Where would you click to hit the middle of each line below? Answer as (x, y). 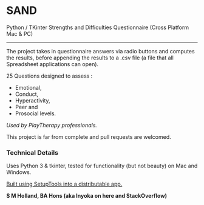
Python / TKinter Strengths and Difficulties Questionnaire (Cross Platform (98, 27)
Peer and (26, 107)
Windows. (19, 172)
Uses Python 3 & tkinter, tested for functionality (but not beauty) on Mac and (102, 166)
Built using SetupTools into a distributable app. (64, 184)
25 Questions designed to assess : (49, 76)
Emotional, (28, 87)
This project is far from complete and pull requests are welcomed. (89, 136)
